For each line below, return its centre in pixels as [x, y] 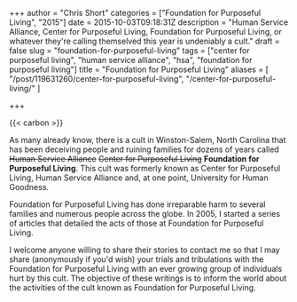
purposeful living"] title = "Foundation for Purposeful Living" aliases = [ [139, 69]
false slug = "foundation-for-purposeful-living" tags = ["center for [129, 51]
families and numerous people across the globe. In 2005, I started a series [145, 214]
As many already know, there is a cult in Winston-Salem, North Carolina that [148, 140]
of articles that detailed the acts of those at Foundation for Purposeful [137, 223]
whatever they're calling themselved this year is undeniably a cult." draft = [145, 41]
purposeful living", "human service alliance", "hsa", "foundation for [131, 60]
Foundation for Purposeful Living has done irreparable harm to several [137, 204]
